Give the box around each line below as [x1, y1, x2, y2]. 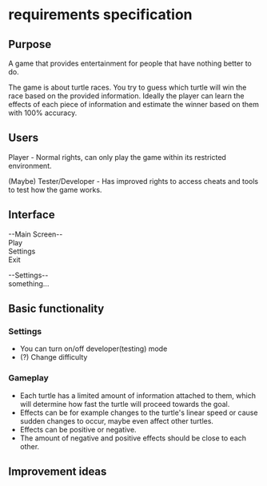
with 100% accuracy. [8, 108, 78, 118]
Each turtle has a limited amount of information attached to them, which [19, 390, 256, 400]
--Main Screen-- [8, 229, 63, 239]
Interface [8, 208, 55, 221]
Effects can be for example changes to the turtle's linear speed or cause [19, 408, 258, 417]
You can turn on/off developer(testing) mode [19, 344, 168, 353]
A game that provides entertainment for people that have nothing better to [8, 58, 252, 68]
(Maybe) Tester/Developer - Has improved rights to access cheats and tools [8, 176, 258, 185]
